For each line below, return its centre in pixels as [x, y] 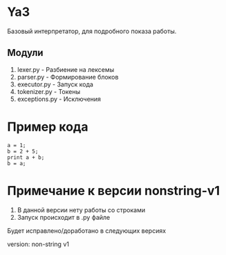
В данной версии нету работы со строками [81, 210]
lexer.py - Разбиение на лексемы [66, 69]
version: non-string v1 [38, 244]
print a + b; [26, 157]
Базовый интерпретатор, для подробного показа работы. [92, 31]
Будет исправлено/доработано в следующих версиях [87, 230]
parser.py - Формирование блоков [68, 77]
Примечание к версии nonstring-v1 [113, 190]
